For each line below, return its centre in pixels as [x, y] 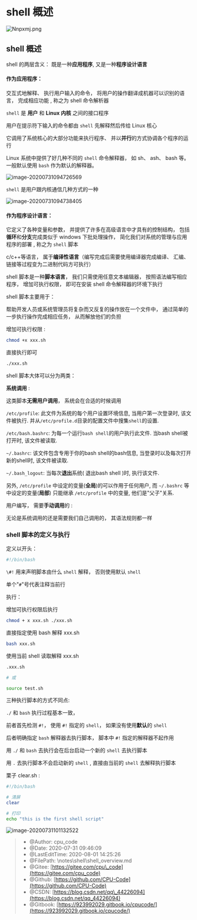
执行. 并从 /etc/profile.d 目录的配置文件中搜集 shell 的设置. [88, 420]
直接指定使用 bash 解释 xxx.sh [43, 633]
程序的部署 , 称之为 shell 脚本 [42, 244]
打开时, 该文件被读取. [32, 440]
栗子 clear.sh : [23, 775]
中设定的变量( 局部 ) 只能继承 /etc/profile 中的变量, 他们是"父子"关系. [90, 493]
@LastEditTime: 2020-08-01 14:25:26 [75, 854]
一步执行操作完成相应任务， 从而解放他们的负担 [64, 317]
